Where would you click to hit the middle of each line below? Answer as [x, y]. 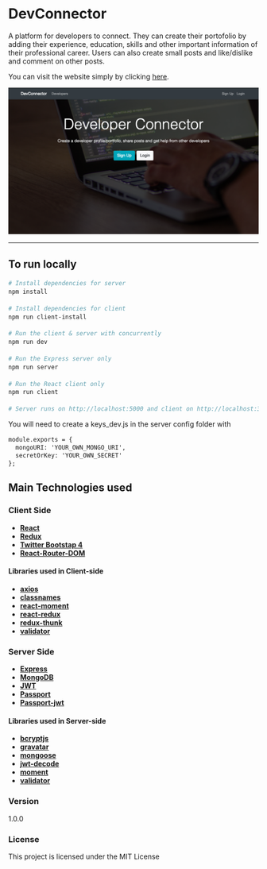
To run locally [43, 264]
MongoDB [37, 678]
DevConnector [58, 14]
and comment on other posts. [56, 61]
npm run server [33, 367]
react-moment [44, 605]
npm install [28, 292]
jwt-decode [39, 764]
